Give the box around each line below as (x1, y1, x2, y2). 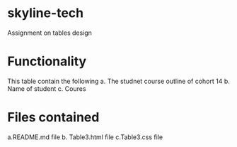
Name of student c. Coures (7, 84, 86, 93)
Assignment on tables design (7, 28, 92, 37)
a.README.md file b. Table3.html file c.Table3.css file (7, 133, 163, 141)
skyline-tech (7, 5, 84, 21)
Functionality (7, 53, 87, 70)
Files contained (7, 109, 100, 126)
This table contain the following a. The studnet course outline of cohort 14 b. (7, 77, 230, 85)
